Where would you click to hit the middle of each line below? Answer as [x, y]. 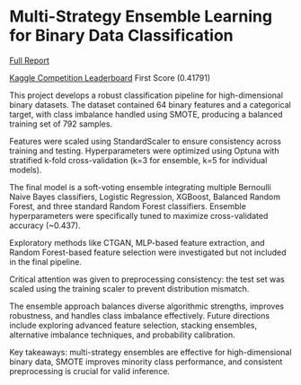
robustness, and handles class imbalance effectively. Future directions [140, 315]
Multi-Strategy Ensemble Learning [141, 17]
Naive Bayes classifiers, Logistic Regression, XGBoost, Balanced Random [145, 197]
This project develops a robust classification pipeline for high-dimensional [146, 95]
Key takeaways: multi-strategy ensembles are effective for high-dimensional [150, 352]
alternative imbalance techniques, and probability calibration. [122, 335]
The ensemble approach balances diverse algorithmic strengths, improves [147, 306]
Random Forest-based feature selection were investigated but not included [148, 252]
